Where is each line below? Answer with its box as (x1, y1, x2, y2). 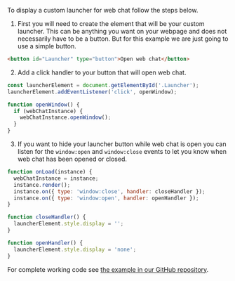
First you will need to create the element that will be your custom (17, 20, 205, 27)
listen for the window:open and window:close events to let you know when (17, 148, 227, 155)
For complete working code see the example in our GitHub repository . (7, 265, 209, 273)
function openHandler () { (7, 239, 83, 247)
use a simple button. (17, 42, 77, 50)
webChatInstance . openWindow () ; (20, 114, 112, 122)
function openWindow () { (7, 101, 80, 108)
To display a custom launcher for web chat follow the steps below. (7, 6, 199, 14)
